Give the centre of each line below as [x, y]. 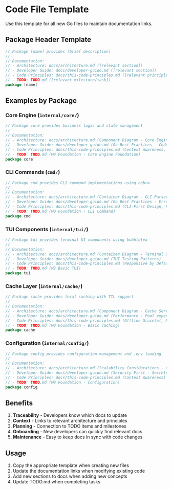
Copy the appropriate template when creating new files [71, 465]
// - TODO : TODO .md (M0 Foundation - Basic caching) [63, 325]
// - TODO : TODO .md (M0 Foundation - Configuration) [63, 382]
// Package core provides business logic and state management [74, 126]
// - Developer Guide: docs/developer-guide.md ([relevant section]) [81, 71]
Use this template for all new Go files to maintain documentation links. [79, 24]
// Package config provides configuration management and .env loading [83, 354]
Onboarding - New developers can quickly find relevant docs [78, 432]
